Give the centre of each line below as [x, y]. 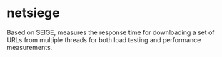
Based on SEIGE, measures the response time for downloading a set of [111, 32]
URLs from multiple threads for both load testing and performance [104, 39]
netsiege [33, 13]
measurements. [30, 47]
